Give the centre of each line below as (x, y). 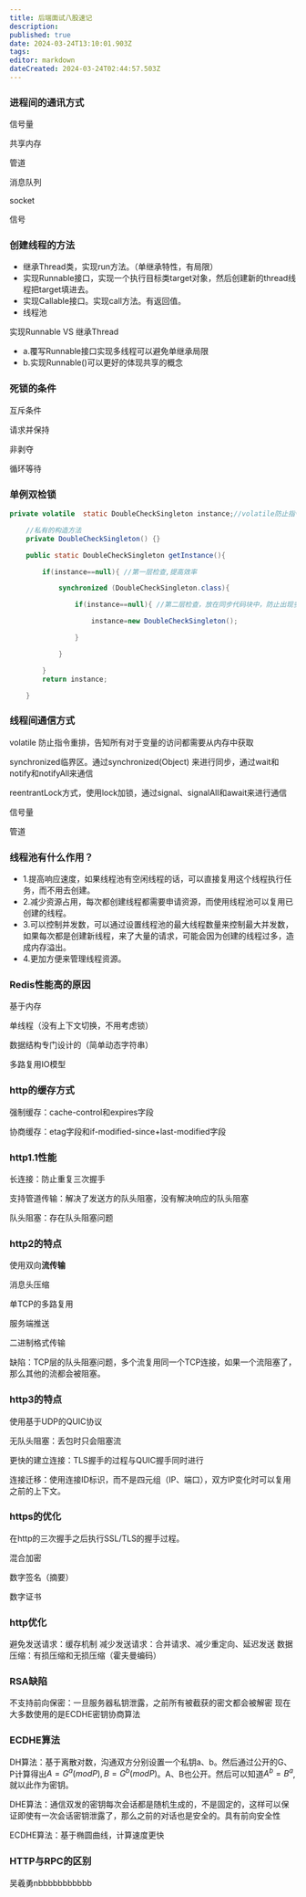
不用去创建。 (71, 890)
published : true (40, 35)
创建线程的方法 (42, 246)
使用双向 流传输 (37, 1265)
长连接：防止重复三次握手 (57, 1179)
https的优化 (36, 1516)
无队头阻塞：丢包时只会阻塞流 (65, 1441)
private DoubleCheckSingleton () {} (93, 539)
